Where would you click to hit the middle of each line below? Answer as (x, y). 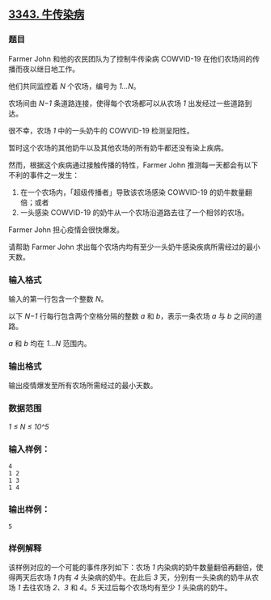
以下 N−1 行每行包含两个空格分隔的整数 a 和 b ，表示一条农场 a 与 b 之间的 (132, 316)
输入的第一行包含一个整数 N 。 (58, 298)
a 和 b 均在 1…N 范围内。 (50, 343)
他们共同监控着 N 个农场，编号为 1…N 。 (74, 86)
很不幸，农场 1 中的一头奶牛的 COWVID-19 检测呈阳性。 (101, 130)
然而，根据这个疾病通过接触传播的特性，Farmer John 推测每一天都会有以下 (133, 165)
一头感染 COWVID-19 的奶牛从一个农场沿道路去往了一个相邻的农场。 (134, 212)
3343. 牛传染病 (47, 15)
